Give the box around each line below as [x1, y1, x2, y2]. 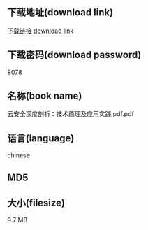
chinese [7, 151, 30, 159]
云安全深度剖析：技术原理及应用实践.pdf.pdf [7, 110, 134, 118]
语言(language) [7, 132, 75, 144]
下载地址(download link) [7, 6, 114, 19]
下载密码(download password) [7, 49, 142, 61]
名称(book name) [7, 90, 82, 102]
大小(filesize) [7, 197, 65, 209]
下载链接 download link [7, 27, 74, 35]
